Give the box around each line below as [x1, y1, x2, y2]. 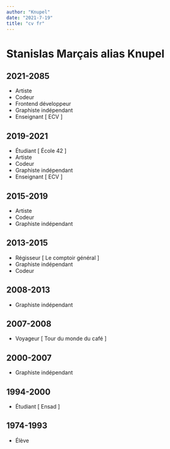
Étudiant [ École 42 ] [15, 147, 67, 155]
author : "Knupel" [6, 9, 51, 15]
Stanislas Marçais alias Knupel [6, 46, 165, 61]
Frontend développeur [15, 100, 71, 108]
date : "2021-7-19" [6, 15, 53, 21]
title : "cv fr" [6, 20, 45, 26]
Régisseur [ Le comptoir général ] [15, 254, 99, 261]
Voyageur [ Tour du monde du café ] [15, 335, 107, 343]
